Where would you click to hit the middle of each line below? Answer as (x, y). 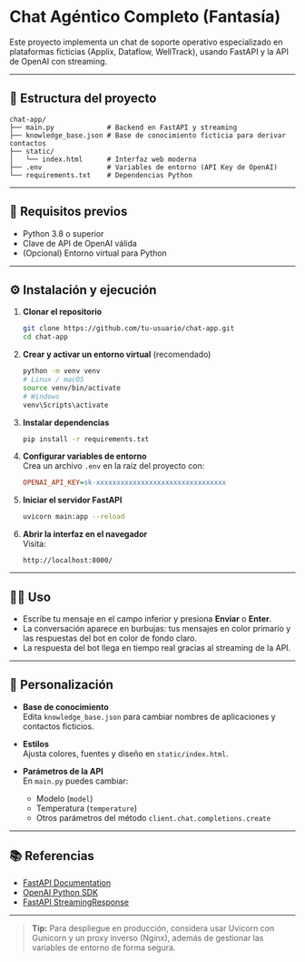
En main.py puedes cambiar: (75, 781)
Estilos (36, 744)
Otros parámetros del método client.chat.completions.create (153, 817)
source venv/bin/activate (71, 388)
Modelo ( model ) (64, 798)
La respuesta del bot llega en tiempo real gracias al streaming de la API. (157, 647)
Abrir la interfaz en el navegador (85, 534)
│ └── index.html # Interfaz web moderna (103, 159)
